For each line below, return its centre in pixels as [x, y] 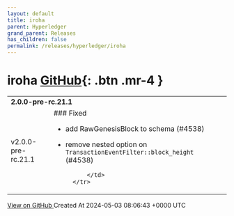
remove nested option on [106, 144]
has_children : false [37, 40]
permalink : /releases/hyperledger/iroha [67, 46]
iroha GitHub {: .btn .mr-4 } [85, 80]
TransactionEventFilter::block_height [130, 152]
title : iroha [26, 20]
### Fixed [70, 113]
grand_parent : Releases [42, 33]
